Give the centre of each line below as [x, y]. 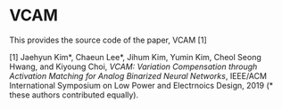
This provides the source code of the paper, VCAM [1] [108, 40]
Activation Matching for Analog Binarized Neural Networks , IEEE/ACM [138, 75]
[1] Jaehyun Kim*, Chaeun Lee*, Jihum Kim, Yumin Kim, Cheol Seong [135, 57]
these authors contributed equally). [74, 95]
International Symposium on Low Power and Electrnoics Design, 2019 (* [141, 85]
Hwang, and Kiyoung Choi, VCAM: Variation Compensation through [133, 66]
